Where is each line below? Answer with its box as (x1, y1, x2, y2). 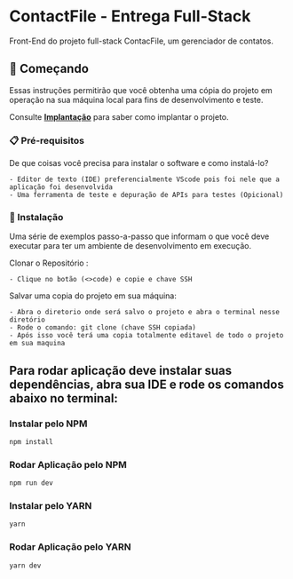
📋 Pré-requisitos (9, 134, 84, 147)
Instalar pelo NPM (9, 417, 88, 430)
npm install (9, 438, 53, 447)
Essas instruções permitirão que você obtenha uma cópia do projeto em (9, 84, 273, 95)
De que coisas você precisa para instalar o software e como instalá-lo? (9, 158, 269, 169)
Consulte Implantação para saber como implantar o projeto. (9, 111, 229, 122)
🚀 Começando (9, 61, 89, 76)
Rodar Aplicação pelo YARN (9, 541, 131, 553)
